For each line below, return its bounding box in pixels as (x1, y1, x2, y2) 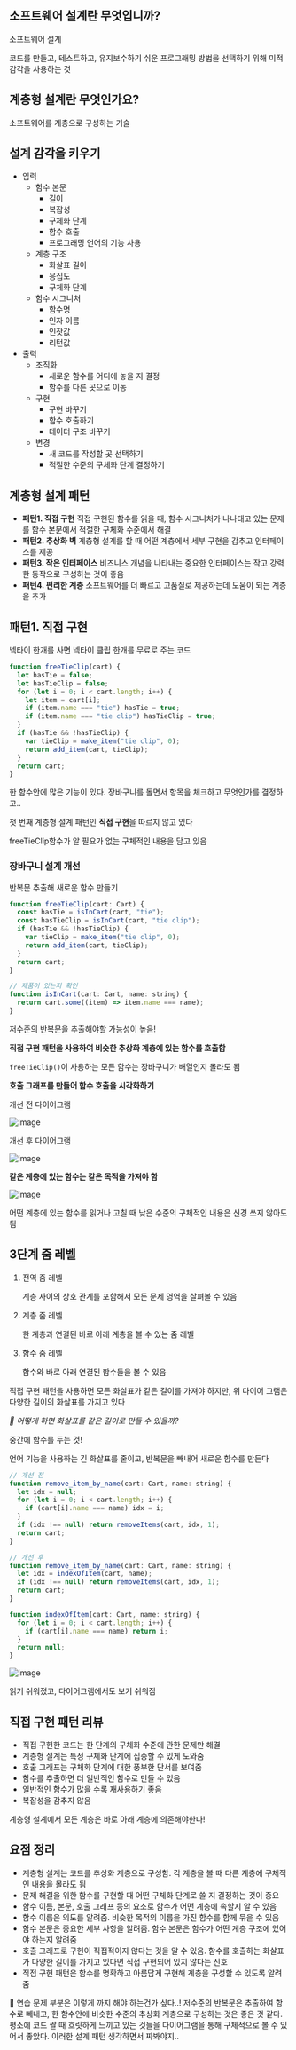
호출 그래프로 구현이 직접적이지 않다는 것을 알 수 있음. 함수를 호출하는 (21, 1945, 261, 1956)
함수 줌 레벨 (21, 1348, 64, 1358)
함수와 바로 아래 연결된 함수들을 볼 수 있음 (21, 1366, 167, 1377)
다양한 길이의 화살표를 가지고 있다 (9, 1397, 126, 1407)
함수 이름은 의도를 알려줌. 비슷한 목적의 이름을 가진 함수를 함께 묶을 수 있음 (21, 1911, 280, 1922)
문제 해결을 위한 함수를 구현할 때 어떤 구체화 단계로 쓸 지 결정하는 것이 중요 (21, 1889, 280, 1900)
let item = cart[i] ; (25, 695, 101, 704)
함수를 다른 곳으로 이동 (48, 382, 128, 392)
